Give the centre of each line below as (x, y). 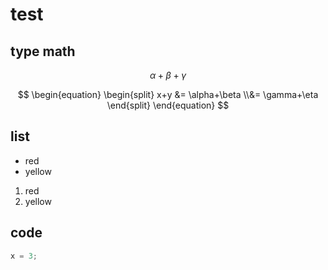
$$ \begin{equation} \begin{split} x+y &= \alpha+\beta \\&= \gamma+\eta (168, 94)
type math (43, 51)
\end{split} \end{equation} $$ (168, 105)
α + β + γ (168, 75)
